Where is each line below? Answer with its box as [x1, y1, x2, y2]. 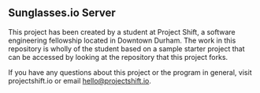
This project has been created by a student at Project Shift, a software [8, 27, 236, 36]
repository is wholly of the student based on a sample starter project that [8, 43, 246, 54]
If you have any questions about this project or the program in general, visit [8, 67, 252, 77]
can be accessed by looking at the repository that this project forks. [8, 52, 228, 61]
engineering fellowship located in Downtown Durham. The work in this [8, 35, 236, 45]
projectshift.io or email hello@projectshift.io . [8, 76, 152, 85]
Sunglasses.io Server [8, 6, 116, 20]
